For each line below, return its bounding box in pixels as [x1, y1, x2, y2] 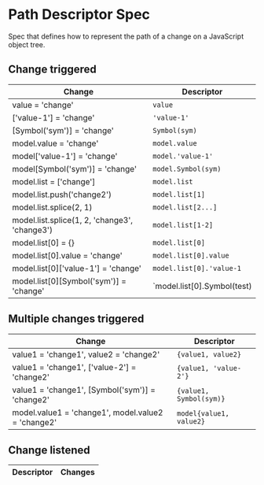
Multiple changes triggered [8, 313, 145, 326]
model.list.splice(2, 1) [12, 202, 93, 213]
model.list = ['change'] [12, 176, 96, 187]
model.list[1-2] [152, 220, 214, 229]
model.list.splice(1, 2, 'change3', [12, 214, 134, 225]
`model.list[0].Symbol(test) [152, 280, 252, 291]
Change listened [8, 443, 90, 457]
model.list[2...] [152, 202, 218, 212]
